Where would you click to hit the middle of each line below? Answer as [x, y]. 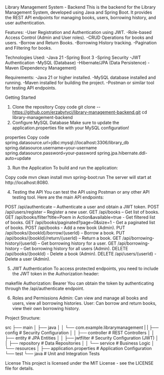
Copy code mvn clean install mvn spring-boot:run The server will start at [78, 177]
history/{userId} [21, 243]
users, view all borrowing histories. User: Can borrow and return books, [84, 303]
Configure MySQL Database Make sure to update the [66, 123]
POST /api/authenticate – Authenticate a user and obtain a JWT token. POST [82, 207]
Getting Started [21, 97]
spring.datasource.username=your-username [51, 148]
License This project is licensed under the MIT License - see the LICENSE [79, 363]
